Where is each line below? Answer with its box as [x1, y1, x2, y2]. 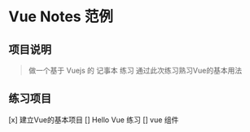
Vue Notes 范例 [8, 7, 114, 26]
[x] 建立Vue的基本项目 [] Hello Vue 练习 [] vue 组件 [8, 115, 179, 125]
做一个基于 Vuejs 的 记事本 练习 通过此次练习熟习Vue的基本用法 [28, 66, 243, 75]
